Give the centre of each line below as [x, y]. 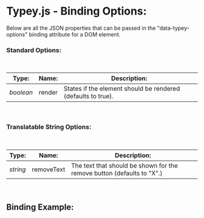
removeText [49, 169]
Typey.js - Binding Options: [76, 11]
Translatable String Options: [49, 127]
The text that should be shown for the [124, 165]
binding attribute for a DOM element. [75, 34]
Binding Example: [40, 207]
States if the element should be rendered [122, 89]
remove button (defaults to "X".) [117, 173]
